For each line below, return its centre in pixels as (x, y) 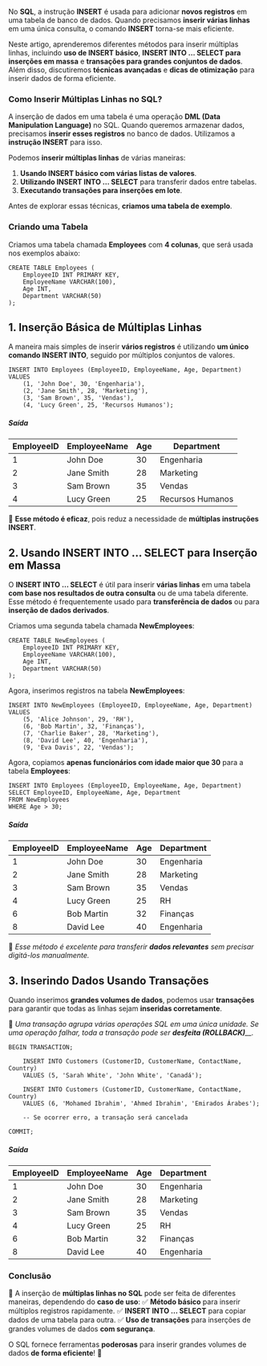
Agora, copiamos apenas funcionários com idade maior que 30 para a (126, 763)
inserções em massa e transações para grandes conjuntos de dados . (125, 61)
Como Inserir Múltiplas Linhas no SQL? (85, 99)
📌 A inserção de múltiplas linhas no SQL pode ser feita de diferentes (122, 1294)
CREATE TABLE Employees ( (51, 268)
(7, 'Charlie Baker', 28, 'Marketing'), (91, 734)
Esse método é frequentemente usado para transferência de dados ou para (134, 602)
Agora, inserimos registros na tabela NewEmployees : (97, 691)
